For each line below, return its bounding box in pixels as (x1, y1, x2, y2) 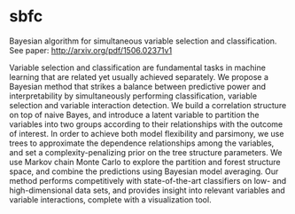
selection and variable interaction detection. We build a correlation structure (9, 99, 287, 110)
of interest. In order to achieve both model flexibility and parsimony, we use (9, 128, 284, 139)
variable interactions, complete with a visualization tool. (9, 194, 212, 205)
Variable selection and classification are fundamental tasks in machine (9, 62, 266, 73)
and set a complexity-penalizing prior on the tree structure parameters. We (9, 147, 283, 157)
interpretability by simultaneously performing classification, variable (9, 91, 258, 101)
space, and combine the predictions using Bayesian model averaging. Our (9, 166, 279, 177)
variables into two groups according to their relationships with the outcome (9, 118, 283, 130)
